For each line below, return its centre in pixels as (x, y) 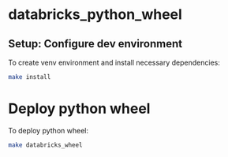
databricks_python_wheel (95, 15)
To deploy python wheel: (49, 130)
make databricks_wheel (45, 145)
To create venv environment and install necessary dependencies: (114, 62)
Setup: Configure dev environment (95, 44)
